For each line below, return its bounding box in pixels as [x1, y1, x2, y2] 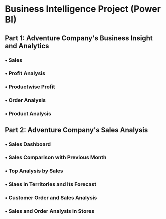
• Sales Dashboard [5, 141, 51, 148]
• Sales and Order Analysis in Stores [5, 208, 95, 215]
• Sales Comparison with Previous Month [5, 154, 107, 161]
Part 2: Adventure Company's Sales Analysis [5, 126, 148, 134]
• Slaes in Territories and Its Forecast [5, 181, 96, 188]
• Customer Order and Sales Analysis [5, 194, 97, 201]
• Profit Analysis [5, 70, 46, 77]
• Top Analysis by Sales [5, 167, 63, 174]
